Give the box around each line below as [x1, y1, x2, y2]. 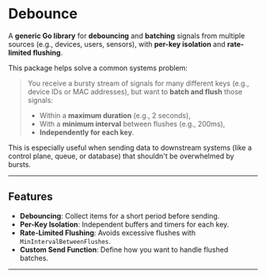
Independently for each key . [39, 128, 135, 137]
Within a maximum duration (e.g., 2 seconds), [39, 110, 192, 120]
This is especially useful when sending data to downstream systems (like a [8, 143, 252, 152]
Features [8, 190, 53, 204]
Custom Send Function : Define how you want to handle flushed [19, 245, 229, 254]
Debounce [8, 5, 78, 23]
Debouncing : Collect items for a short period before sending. [19, 211, 220, 220]
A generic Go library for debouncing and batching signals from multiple [8, 31, 245, 40]
